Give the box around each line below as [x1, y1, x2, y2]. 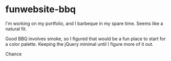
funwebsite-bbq [5, 4, 76, 15]
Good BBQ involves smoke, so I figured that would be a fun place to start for [5, 36, 166, 42]
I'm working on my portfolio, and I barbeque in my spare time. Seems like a [5, 20, 163, 26]
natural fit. [5, 25, 27, 32]
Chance [5, 51, 22, 57]
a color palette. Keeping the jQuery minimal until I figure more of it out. [5, 41, 154, 47]
